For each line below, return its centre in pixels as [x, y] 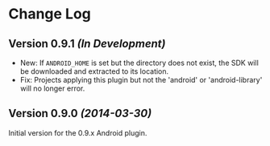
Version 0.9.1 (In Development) [87, 44]
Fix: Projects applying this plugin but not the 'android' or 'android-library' [141, 80]
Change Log [50, 14]
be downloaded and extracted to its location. [94, 71]
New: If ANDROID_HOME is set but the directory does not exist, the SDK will [139, 63]
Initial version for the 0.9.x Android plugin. [78, 132]
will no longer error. [52, 88]
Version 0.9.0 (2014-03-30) [80, 114]
